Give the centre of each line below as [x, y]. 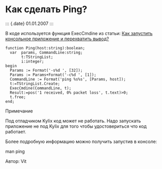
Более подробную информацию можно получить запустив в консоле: [81, 142]
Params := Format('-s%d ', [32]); [46, 70]
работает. [16, 131]
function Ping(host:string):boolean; [45, 48]
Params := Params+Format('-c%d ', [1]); [53, 75]
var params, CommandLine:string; [46, 52]
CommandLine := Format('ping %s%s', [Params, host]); [68, 79]
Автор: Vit [16, 161]
